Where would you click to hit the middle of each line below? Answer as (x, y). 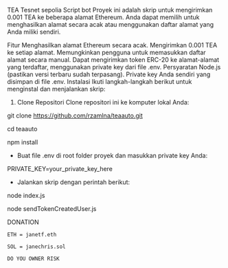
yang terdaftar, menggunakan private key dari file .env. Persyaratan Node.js (114, 67)
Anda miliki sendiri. (34, 32)
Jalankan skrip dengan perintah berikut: (73, 182)
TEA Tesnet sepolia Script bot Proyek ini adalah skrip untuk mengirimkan (110, 10)
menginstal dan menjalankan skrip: (56, 89)
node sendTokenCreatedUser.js (52, 209)
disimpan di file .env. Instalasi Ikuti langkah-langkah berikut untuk (100, 81)
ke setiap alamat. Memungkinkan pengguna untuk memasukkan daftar (106, 52)
